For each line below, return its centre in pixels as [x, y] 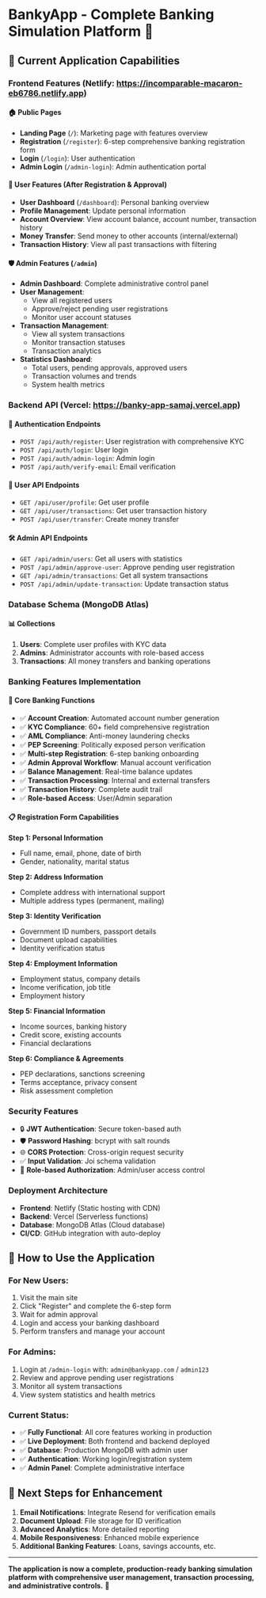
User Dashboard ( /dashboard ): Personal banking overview [114, 202]
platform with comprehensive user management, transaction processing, [131, 1577]
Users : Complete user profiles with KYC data [93, 644]
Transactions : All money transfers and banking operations [115, 661]
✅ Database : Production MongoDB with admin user [104, 1450]
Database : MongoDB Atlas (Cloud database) [92, 1224]
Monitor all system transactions [71, 1386]
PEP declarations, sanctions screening [82, 1074]
